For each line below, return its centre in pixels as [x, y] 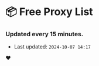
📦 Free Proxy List [49, 12]
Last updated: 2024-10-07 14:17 [52, 47]
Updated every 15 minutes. [45, 34]
